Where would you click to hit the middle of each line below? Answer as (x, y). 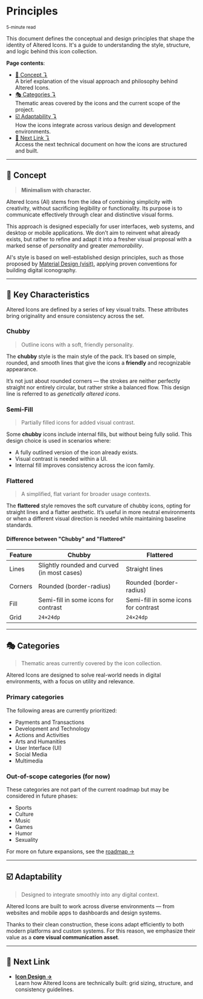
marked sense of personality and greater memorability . (75, 246)
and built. (27, 151)
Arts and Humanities (40, 741)
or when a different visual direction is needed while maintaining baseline (96, 519)
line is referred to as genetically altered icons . (63, 394)
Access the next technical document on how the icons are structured (101, 144)
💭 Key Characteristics (48, 295)
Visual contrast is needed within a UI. (61, 459)
